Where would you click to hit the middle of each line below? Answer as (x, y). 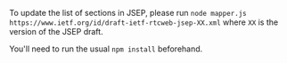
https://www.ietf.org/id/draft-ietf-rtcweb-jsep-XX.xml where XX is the (144, 22)
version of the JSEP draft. (57, 31)
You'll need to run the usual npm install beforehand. (106, 49)
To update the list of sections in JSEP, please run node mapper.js (128, 13)
